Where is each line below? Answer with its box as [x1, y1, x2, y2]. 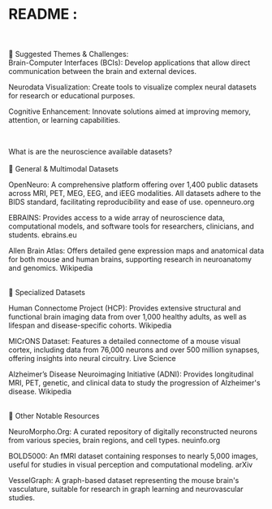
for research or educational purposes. [8, 90, 136, 100]
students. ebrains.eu [8, 229, 77, 240]
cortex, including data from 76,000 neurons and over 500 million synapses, [8, 345, 260, 355]
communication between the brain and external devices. [8, 66, 197, 76]
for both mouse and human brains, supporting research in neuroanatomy [8, 254, 252, 264]
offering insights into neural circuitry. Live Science [8, 353, 176, 363]
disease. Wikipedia [8, 386, 71, 396]
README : [8, 5, 78, 24]
